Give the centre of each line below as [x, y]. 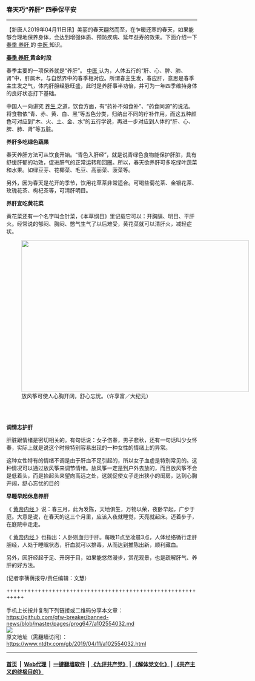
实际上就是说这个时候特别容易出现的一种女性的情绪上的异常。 [94, 448]
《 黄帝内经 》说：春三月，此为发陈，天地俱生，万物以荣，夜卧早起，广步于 [101, 509]
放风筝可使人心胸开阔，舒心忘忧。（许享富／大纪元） [86, 396]
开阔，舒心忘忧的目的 [33, 483]
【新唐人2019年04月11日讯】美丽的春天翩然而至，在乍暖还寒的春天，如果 [98, 30]
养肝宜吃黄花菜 [25, 203]
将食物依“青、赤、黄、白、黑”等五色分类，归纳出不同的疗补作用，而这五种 [99, 114]
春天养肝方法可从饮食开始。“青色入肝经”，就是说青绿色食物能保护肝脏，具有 [101, 155]
